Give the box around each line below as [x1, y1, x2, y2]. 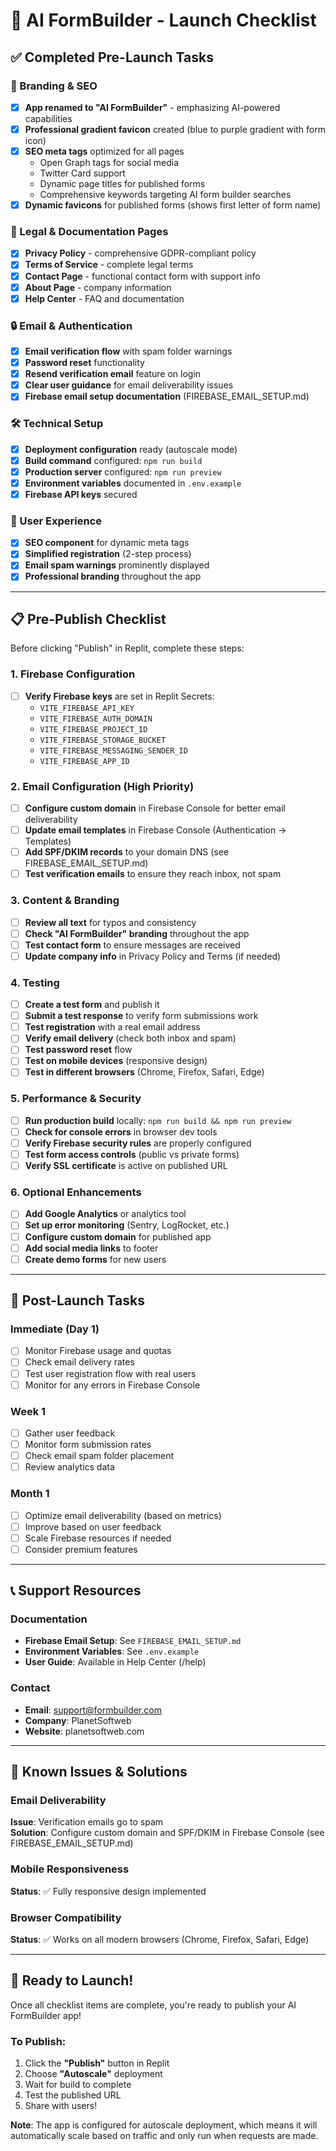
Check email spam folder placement [24, 1450, 174, 1462]
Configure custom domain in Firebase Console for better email [24, 802, 286, 814]
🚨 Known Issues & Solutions [10, 1764, 188, 1781]
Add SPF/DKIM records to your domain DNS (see [24, 846, 230, 858]
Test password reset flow [24, 1044, 133, 1056]
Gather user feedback [24, 1427, 116, 1439]
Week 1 [10, 1404, 47, 1418]
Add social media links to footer [24, 1242, 159, 1254]
